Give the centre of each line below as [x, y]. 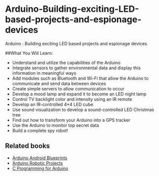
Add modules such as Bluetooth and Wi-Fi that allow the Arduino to [80, 78]
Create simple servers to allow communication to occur [68, 88]
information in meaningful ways [44, 73]
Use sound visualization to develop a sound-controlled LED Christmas [83, 110]
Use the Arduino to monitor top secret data [56, 125]
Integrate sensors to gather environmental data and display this [77, 68]
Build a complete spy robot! [40, 130]
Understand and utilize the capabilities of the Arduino [66, 62]
